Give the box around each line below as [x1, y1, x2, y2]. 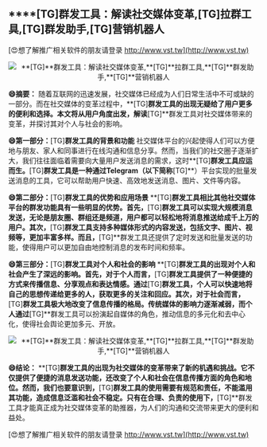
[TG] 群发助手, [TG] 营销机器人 [22, 22, 164, 36]
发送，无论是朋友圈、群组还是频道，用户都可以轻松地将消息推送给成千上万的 [8, 212, 259, 222]
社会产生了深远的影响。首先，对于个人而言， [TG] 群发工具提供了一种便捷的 [8, 269, 253, 279]
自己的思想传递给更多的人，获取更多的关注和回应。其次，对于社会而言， [8, 289, 245, 299]
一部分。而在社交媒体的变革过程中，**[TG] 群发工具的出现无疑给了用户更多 [8, 99, 253, 108]
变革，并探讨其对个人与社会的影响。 [8, 119, 127, 128]
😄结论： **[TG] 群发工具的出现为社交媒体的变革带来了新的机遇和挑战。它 [8, 363, 248, 372]
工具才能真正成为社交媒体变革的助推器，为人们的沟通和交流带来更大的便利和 [8, 402, 259, 412]
